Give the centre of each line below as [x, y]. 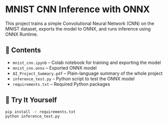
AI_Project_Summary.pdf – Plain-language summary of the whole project [88, 73]
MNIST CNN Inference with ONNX [78, 9]
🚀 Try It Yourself [31, 100]
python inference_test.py [32, 116]
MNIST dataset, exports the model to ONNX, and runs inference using [78, 28]
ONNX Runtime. [22, 34]
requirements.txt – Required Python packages [61, 84]
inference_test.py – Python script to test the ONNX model [74, 79]
